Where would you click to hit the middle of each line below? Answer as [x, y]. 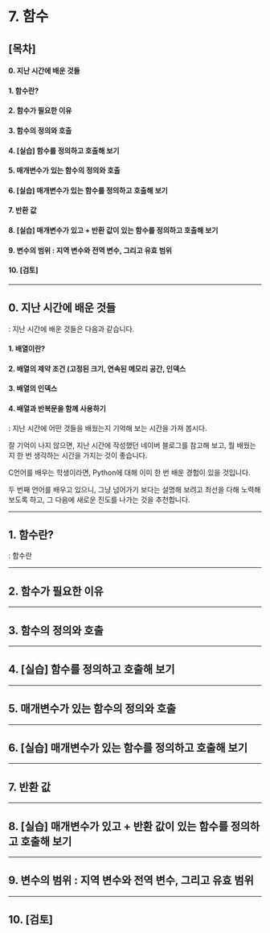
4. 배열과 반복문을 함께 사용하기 [57, 408]
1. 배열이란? [27, 349]
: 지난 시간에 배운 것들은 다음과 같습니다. [72, 329]
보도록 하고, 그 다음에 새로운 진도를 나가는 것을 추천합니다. [99, 500]
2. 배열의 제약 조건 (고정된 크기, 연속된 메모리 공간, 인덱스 [97, 368]
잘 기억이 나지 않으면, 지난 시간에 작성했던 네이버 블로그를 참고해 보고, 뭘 [122, 445]
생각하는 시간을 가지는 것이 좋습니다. [90, 455]
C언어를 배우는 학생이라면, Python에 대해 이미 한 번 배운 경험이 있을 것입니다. [129, 472]
